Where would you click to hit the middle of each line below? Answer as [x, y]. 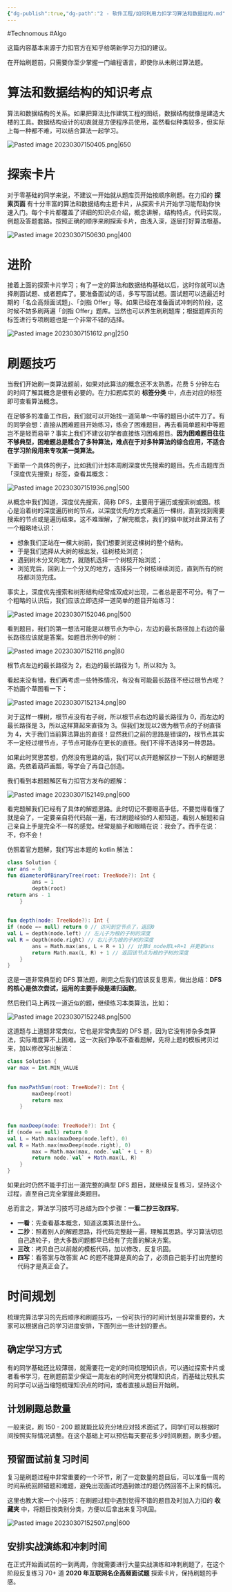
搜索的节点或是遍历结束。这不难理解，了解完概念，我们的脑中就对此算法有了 [116, 519]
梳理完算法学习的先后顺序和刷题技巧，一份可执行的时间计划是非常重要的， [113, 1317]
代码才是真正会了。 [45, 1266]
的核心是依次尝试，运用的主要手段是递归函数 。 [74, 988]
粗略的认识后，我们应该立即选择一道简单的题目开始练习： [95, 601]
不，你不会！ [25, 835]
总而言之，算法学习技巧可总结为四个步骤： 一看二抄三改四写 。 [95, 1208]
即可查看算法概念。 [35, 401]
